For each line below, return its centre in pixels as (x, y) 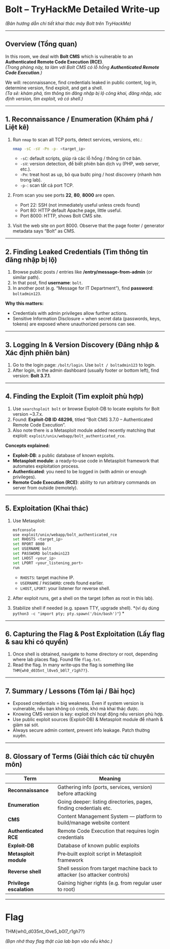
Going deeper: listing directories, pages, (105, 802)
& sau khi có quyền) (37, 642)
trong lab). (31, 180)
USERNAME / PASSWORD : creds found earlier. (62, 583)
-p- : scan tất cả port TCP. (47, 185)
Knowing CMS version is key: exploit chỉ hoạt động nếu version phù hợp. (88, 714)
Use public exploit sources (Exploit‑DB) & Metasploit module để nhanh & (88, 719)
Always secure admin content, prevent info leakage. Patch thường (81, 730)
